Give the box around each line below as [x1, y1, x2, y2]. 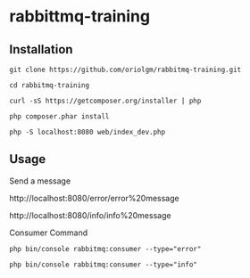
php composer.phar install [9, 112, 110, 121]
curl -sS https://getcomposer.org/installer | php [9, 96, 202, 105]
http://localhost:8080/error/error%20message [9, 192, 180, 203]
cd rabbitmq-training [9, 81, 90, 90]
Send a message [9, 176, 71, 186]
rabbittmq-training [9, 6, 150, 27]
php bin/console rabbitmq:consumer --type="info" [9, 260, 198, 269]
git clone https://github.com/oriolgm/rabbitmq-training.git [9, 65, 242, 74]
